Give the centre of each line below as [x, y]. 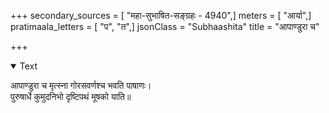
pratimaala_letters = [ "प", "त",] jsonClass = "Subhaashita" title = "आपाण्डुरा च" [165, 26]
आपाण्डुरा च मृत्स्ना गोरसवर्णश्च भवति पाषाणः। [81, 85]
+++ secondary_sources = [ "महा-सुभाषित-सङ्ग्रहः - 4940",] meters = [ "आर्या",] [161, 15]
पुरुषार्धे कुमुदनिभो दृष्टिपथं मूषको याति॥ [71, 96]
